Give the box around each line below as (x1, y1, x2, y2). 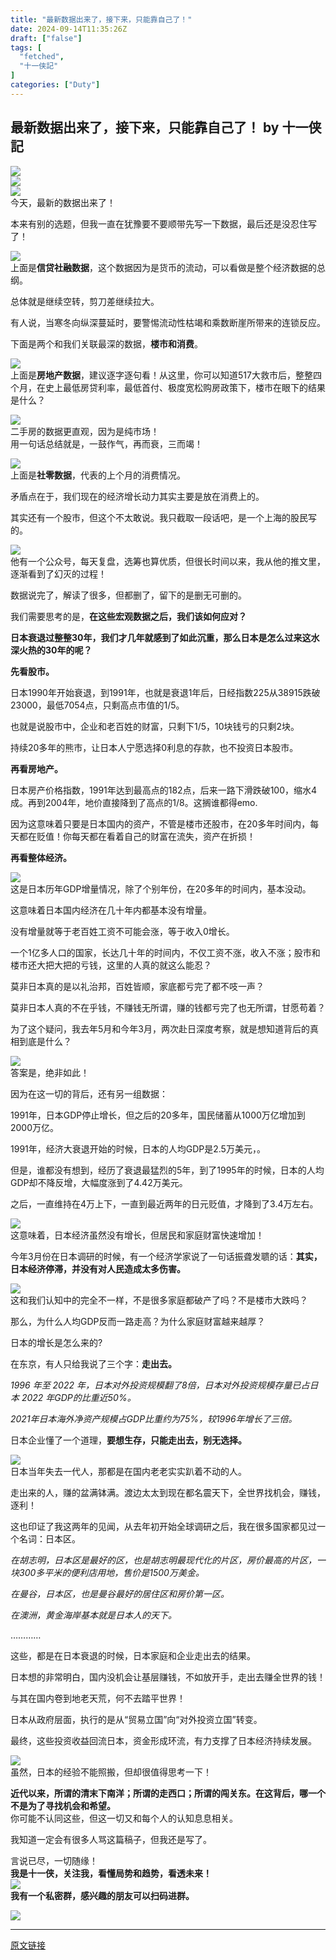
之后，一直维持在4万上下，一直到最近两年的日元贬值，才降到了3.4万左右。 (10, 1197, 319, 1210)
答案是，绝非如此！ (10, 1066, 90, 1078)
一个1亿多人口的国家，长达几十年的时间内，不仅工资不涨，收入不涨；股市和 (10, 946, 321, 958)
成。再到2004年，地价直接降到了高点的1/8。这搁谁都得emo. (10, 796, 258, 808)
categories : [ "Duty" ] (10, 80, 101, 90)
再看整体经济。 (10, 851, 72, 863)
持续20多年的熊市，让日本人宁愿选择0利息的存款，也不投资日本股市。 (10, 741, 299, 753)
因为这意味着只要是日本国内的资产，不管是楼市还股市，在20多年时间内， (10, 817, 311, 830)
